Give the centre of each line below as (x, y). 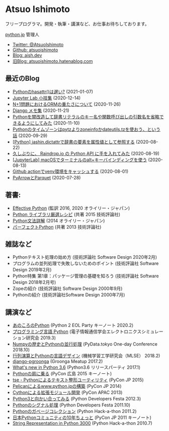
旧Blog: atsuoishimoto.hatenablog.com (53, 61)
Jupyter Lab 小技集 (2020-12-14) (47, 98)
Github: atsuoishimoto (35, 50)
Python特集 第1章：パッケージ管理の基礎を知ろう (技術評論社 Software (86, 276)
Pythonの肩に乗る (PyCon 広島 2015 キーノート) (62, 374)
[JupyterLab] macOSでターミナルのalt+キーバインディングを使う (80, 160)
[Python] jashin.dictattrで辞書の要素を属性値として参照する (73, 142)
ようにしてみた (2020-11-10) (51, 123)
